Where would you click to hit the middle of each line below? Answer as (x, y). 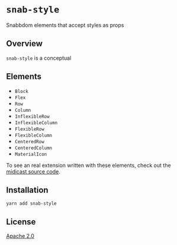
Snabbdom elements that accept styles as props (65, 25)
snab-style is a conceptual (39, 58)
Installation (27, 190)
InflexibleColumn (36, 122)
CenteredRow (29, 141)
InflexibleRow (32, 117)
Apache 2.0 (20, 236)
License (21, 222)
